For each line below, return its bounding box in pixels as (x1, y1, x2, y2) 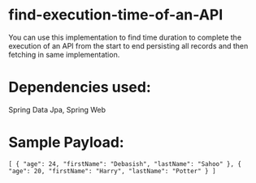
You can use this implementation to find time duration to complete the (8, 32, 242, 42)
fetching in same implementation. (8, 49, 120, 59)
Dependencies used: (8, 79, 152, 96)
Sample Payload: (8, 134, 124, 151)
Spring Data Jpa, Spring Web (8, 104, 106, 114)
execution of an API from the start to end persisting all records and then (8, 40, 249, 50)
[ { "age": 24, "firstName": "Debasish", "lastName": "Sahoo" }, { (8, 160, 242, 168)
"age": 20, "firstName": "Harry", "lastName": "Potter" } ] (8, 167, 217, 175)
